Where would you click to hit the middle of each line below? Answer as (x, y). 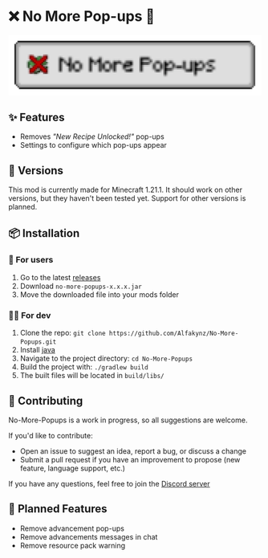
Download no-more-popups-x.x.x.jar (81, 286)
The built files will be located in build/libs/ (92, 376)
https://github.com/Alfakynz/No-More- (174, 334)
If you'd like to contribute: (51, 435)
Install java (38, 350)
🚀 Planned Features (58, 509)
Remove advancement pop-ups (72, 528)
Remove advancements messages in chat (89, 536)
